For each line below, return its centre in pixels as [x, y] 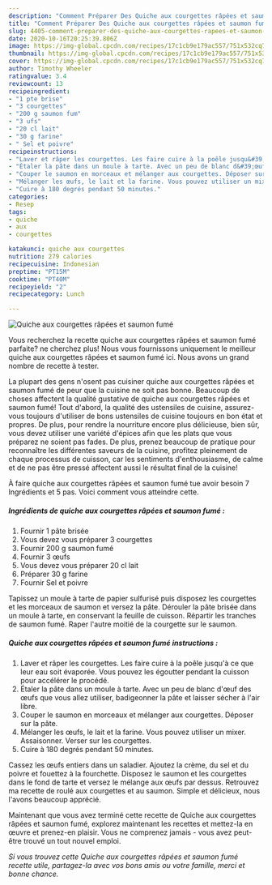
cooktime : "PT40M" [39, 279]
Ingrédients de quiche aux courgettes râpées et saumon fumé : [117, 511]
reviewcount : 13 [36, 83]
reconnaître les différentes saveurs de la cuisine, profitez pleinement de [128, 451]
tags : [17, 212]
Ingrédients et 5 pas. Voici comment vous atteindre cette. [104, 492]
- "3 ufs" [25, 122]
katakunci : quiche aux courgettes [67, 249]
